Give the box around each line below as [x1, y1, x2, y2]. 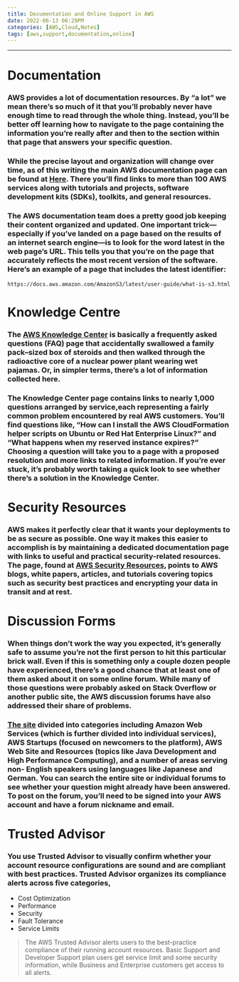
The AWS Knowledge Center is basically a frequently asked [7, 329, 218, 339]
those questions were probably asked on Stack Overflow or [7, 683, 217, 693]
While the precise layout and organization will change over [7, 156, 215, 166]
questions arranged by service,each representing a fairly [7, 402, 209, 412]
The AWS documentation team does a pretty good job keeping [7, 211, 227, 221]
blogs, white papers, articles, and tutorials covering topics [7, 569, 213, 579]
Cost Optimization [17, 894, 71, 903]
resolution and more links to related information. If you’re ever [7, 455, 226, 465]
